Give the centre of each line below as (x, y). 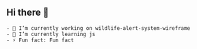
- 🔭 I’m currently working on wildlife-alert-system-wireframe (98, 28)
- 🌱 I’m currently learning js (51, 34)
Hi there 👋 (28, 13)
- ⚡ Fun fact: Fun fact (40, 40)
